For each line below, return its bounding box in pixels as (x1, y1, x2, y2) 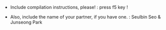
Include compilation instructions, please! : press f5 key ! (10, 4, 128, 10)
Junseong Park (10, 19, 43, 25)
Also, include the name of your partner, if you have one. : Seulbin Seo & (10, 14, 161, 19)
